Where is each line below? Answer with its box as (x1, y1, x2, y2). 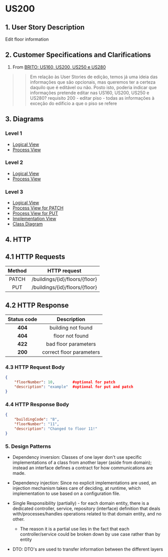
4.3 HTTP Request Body (5, 364, 65, 371)
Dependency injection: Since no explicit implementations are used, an (12, 479, 156, 486)
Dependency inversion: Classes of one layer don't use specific (12, 454, 142, 460)
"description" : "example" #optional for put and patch (14, 384, 134, 390)
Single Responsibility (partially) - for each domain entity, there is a (12, 500, 149, 506)
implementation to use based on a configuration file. (12, 490, 120, 496)
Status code (8, 316, 38, 323)
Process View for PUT (12, 210, 59, 216)
